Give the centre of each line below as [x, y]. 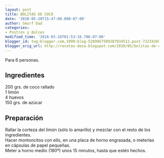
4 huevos [14, 97]
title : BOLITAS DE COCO [29, 14]
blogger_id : [17, 42]
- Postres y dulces [25, 32]
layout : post [18, 10]
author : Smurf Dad [24, 23]
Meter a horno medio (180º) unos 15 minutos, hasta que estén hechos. [76, 151]
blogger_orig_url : [24, 46]
